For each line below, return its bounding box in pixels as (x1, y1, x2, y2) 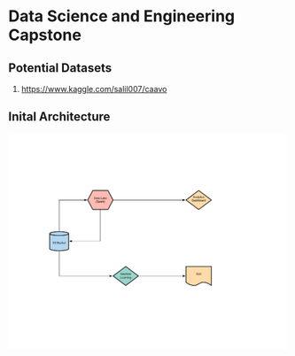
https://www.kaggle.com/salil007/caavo (20, 84, 167, 94)
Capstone (8, 25, 82, 45)
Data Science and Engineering (8, 6, 236, 27)
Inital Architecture (8, 109, 111, 125)
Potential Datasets (8, 60, 113, 75)
